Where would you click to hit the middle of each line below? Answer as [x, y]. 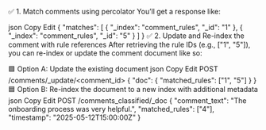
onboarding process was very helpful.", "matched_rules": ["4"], [111, 109]
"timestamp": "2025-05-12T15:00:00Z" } [75, 117]
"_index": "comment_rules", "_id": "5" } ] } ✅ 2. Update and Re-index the [126, 36]
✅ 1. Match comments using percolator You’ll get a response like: [114, 11]
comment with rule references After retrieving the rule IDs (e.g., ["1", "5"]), [129, 44]
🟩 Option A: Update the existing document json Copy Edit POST [113, 69]
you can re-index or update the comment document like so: [105, 53]
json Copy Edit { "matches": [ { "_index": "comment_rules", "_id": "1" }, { [126, 27]
